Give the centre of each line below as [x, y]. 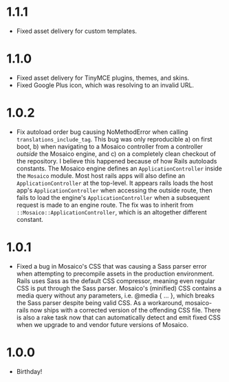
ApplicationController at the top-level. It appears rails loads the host [115, 183]
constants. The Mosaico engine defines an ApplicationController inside [119, 168]
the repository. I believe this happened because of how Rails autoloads [117, 161]
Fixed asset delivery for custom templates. [77, 31]
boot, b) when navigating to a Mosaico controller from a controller [110, 146]
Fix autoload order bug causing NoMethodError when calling [102, 132]
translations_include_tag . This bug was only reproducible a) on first [114, 139]
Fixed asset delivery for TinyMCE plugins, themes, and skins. [103, 78]
